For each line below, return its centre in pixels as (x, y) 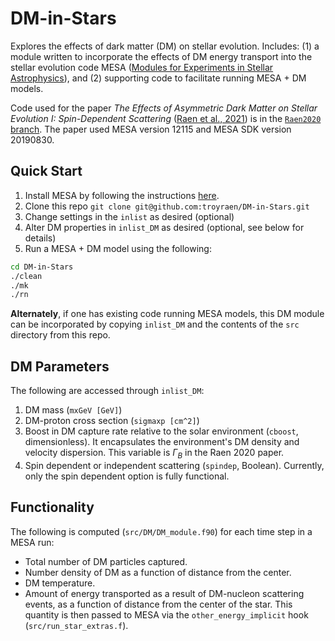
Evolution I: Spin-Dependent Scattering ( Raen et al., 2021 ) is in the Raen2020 (166, 118)
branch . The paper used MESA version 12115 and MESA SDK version (151, 129)
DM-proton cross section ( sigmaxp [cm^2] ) (112, 421)
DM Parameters (60, 366)
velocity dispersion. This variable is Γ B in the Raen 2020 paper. (154, 454)
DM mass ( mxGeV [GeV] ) (73, 410)
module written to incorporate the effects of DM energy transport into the (161, 56)
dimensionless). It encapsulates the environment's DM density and (162, 442)
